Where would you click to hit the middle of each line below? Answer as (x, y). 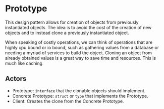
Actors (16, 79)
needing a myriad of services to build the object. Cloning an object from (79, 53)
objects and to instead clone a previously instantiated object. (67, 33)
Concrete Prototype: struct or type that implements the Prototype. (80, 96)
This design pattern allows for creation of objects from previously (72, 22)
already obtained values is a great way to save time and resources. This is (81, 58)
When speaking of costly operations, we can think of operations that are (79, 42)
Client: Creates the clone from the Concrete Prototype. (68, 101)
